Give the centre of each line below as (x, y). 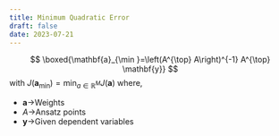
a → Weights (43, 103)
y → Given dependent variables (78, 122)
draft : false (34, 26)
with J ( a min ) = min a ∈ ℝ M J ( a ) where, (76, 84)
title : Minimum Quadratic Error (69, 17)
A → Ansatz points (54, 112)
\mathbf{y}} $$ (150, 69)
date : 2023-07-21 (42, 34)
